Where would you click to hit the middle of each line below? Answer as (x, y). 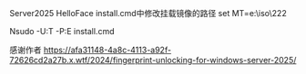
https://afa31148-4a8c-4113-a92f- (107, 50)
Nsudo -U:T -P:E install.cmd (62, 31)
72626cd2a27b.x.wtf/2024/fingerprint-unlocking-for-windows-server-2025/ (153, 60)
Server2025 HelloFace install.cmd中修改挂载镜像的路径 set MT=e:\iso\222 (148, 13)
